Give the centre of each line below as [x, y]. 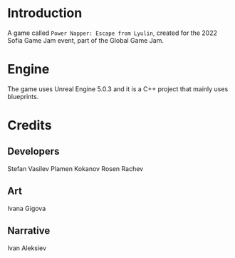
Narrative [29, 231]
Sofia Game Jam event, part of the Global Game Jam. [85, 40]
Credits [30, 125]
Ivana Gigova [27, 208]
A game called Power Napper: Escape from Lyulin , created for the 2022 [113, 33]
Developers [33, 151]
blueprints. [23, 96]
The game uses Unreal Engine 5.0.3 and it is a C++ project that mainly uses [118, 89]
